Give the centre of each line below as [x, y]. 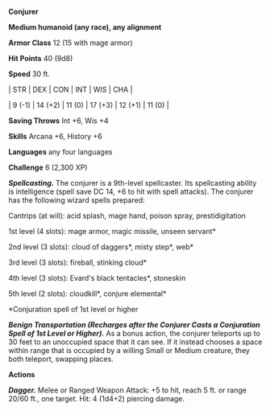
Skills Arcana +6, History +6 [55, 136]
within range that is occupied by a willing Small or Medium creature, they [129, 350]
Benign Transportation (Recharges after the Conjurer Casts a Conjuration [134, 325]
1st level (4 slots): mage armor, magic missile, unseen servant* [112, 231]
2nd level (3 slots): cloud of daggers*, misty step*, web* [101, 247]
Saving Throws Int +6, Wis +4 [58, 121]
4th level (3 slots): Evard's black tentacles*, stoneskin [97, 278]
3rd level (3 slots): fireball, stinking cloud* [78, 262]
